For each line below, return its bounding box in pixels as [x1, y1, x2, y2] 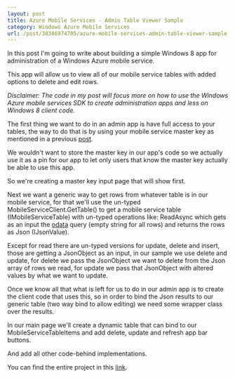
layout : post [7, 10, 46, 18]
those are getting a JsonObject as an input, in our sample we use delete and [7, 249, 228, 257]
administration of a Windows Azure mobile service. [7, 57, 155, 65]
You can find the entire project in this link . [7, 363, 128, 372]
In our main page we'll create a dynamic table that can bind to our [7, 321, 198, 330]
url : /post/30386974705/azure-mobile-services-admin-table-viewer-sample [7, 30, 228, 37]
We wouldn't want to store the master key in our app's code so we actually [7, 148, 223, 157]
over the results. [7, 307, 55, 316]
